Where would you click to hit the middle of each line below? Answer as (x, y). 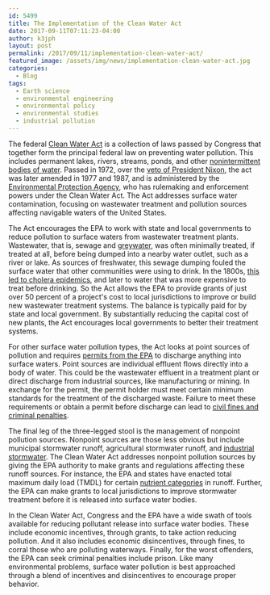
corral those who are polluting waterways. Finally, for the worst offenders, (131, 549)
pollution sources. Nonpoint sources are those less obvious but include (126, 439)
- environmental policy (55, 106)
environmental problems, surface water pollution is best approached (122, 567)
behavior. (24, 584)
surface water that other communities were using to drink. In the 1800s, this (134, 270)
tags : (17, 83)
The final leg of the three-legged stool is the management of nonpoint (124, 431)
